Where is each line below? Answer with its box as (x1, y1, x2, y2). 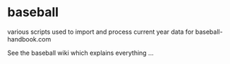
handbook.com (7, 34, 52, 43)
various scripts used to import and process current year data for (7, 27, 194, 36)
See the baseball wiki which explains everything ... (7, 49, 154, 57)
